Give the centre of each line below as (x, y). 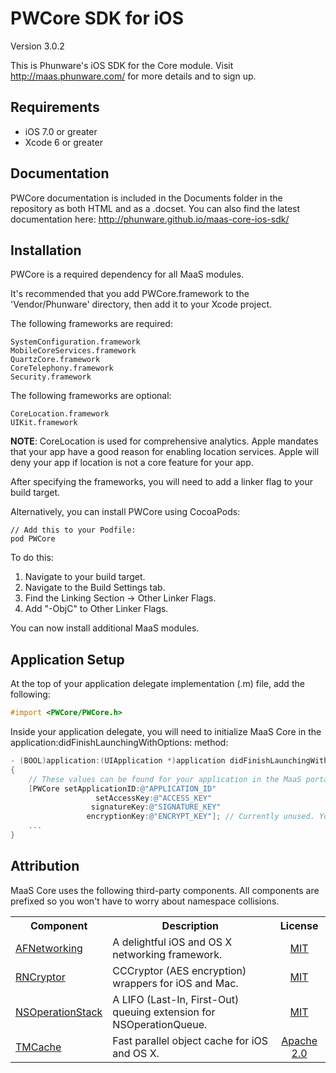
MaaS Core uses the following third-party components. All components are (165, 890)
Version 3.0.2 (37, 46)
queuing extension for (164, 1012)
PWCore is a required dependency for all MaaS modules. (127, 274)
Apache (299, 1040)
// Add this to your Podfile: (73, 530)
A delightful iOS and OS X (172, 942)
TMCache (38, 1047)
